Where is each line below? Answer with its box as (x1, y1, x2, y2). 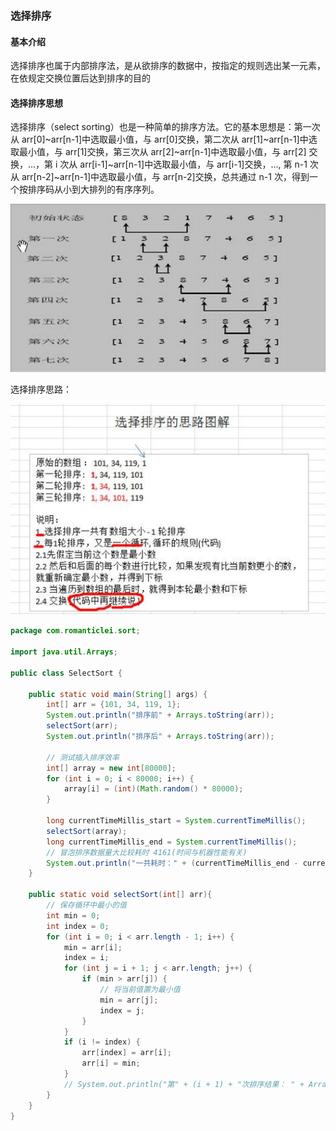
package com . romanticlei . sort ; (10, 626, 141, 636)
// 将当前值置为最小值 (99, 985, 181, 995)
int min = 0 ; (46, 910, 101, 921)
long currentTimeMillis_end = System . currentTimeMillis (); (46, 837, 298, 847)
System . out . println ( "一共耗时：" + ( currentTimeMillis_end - (46, 858, 299, 868)
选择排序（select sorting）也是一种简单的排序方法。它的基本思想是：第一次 (10, 121, 321, 133)
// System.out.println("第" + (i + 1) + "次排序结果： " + (63, 1079, 305, 1089)
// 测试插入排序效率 (46, 752, 120, 762)
